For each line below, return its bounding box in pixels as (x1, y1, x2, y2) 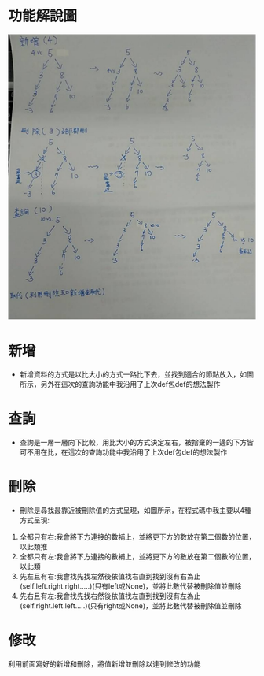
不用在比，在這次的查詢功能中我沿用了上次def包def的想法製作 (26, 447, 228, 457)
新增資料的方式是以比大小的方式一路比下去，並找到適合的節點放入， (19, 370, 240, 379)
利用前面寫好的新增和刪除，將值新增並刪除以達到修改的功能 (8, 659, 201, 668)
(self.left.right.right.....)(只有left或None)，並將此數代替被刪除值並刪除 (19, 581, 242, 591)
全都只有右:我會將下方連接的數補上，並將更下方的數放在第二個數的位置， (19, 532, 256, 541)
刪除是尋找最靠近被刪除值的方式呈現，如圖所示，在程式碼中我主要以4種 (19, 505, 251, 514)
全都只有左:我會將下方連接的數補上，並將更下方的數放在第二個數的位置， (19, 552, 256, 561)
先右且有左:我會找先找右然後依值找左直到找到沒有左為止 (19, 591, 201, 600)
